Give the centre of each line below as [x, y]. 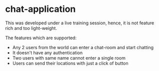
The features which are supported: [41, 38]
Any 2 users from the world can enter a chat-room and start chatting [83, 47]
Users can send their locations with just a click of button [70, 63]
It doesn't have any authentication [47, 53]
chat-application [40, 9]
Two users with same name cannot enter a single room [69, 58]
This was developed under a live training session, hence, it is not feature [80, 23]
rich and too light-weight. [31, 28]
